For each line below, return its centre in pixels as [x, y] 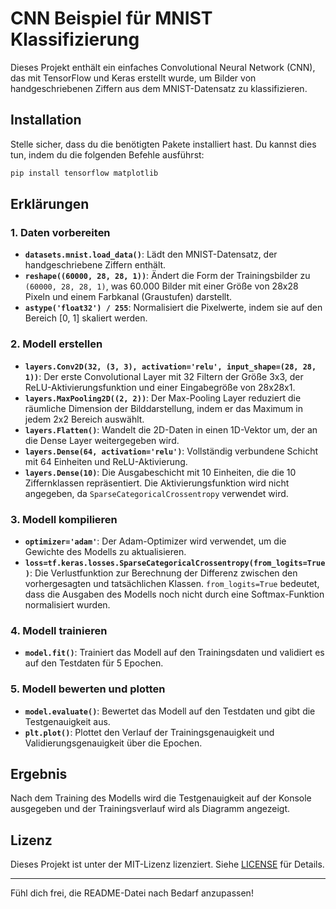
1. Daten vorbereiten [60, 232]
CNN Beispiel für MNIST [111, 18]
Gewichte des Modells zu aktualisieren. [105, 551]
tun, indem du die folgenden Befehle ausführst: [107, 154]
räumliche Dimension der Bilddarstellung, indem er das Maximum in [163, 408]
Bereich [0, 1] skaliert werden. [86, 318]
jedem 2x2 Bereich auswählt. [84, 419]
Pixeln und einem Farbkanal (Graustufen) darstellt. [128, 297]
